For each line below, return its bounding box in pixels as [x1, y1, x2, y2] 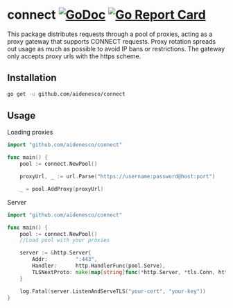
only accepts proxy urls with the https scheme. [7, 52, 141, 60]
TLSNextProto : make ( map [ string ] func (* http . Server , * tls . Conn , [32, 268, 216, 275]
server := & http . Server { [19, 250, 92, 257]
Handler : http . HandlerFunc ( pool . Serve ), [32, 262, 166, 270]
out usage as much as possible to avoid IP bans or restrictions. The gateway [7, 44, 225, 53]
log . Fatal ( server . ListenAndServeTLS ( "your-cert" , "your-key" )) [19, 288, 207, 295]
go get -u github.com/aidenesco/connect [7, 90, 126, 97]
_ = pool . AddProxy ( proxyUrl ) [19, 185, 104, 192]
